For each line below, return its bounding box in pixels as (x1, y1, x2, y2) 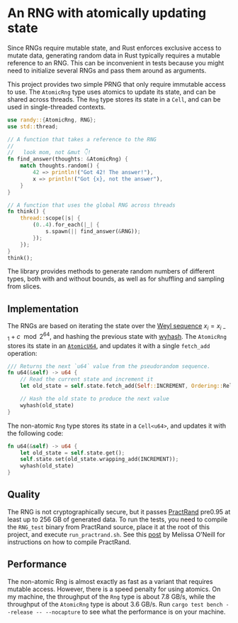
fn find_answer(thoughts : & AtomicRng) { (7, 156, 129, 163)
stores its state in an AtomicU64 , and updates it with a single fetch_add (7, 341, 210, 350)
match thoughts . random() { (20, 162, 100, 170)
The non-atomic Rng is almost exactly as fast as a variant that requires (7, 577, 213, 585)
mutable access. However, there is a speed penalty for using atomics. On (7, 585, 221, 593)
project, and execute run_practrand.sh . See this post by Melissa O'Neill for (7, 530, 225, 538)
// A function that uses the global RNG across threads (7, 201, 176, 209)
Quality (7, 489, 40, 501)
